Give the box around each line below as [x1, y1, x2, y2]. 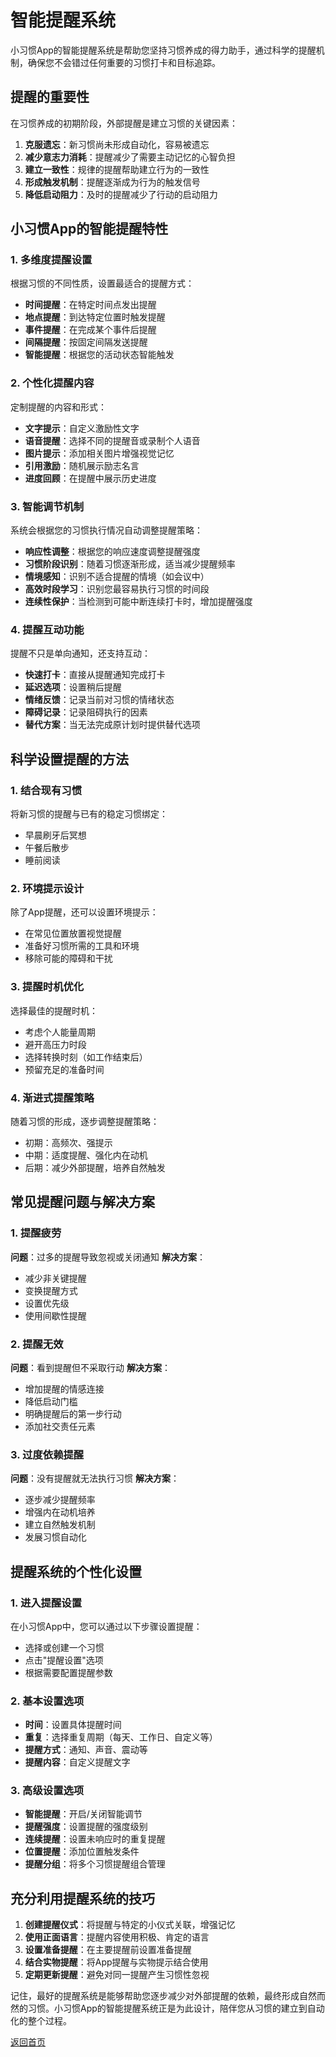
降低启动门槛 [24, 1395, 78, 1407]
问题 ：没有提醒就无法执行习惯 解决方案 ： [10, 1472, 180, 1485]
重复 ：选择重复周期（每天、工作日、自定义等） [24, 1731, 218, 1743]
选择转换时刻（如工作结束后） [24, 1051, 148, 1063]
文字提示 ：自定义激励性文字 [24, 422, 140, 434]
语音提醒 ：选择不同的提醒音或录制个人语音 [24, 434, 201, 446]
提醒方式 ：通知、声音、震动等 [24, 1744, 148, 1756]
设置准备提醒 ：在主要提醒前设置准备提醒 [24, 1944, 192, 1956]
